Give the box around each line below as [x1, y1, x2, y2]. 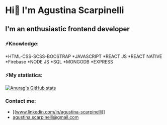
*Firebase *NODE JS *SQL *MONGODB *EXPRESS [5, 58, 113, 65]
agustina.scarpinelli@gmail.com [12, 114, 79, 120]
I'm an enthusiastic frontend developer [5, 25, 130, 33]
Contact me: [5, 98, 36, 105]
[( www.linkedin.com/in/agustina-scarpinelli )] [12, 109, 105, 115]
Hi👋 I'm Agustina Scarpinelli [5, 5, 124, 16]
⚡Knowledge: [5, 40, 39, 47]
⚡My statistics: [5, 72, 43, 79]
